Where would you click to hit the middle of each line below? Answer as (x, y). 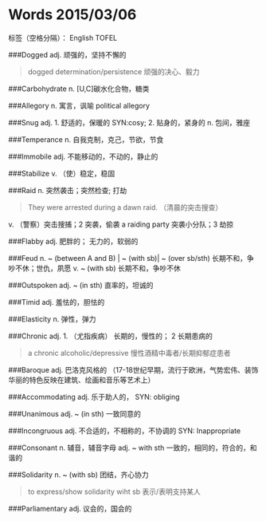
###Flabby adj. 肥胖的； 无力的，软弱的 (73, 241)
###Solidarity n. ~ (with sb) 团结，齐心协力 (78, 474)
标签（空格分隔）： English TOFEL (63, 37)
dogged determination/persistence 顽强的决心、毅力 (114, 71)
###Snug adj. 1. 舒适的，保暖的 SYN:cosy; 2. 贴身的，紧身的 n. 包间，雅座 (129, 122)
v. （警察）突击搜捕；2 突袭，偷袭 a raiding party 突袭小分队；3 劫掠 (121, 224)
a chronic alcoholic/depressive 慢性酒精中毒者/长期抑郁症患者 (129, 353)
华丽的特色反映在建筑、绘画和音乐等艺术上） (82, 380)
